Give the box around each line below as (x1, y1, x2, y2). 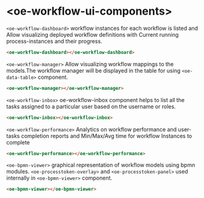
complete (6, 139, 30, 146)
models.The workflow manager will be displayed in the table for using (6, 67, 181, 74)
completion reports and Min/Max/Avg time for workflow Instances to (21, 132, 192, 139)
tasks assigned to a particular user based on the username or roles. (6, 103, 176, 110)
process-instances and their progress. (6, 37, 102, 45)
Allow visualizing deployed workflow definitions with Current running (6, 31, 179, 38)
